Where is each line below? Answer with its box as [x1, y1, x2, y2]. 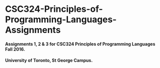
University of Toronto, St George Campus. [5, 58, 93, 64]
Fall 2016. [5, 46, 26, 52]
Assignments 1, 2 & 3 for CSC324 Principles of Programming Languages [5, 41, 156, 47]
